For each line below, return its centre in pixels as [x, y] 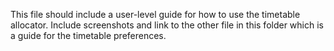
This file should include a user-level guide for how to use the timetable [155, 14]
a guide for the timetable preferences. [88, 35]
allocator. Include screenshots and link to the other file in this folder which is [167, 25]
